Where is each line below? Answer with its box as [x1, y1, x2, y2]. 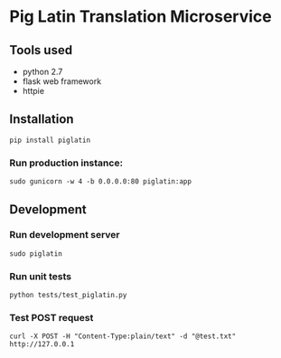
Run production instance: [9, 156, 124, 169]
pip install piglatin [9, 136, 91, 145]
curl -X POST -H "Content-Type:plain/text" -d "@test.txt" [9, 332, 237, 341]
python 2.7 [22, 66, 63, 77]
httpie [22, 86, 45, 96]
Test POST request [9, 312, 94, 325]
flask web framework [22, 76, 102, 87]
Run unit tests [9, 269, 72, 282]
